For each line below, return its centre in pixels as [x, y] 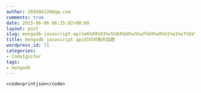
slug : [13, 34]
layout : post [22, 28]
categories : [21, 51]
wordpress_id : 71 [28, 46]
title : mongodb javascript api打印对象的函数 [61, 40]
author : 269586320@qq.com [38, 12]
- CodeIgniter [24, 56]
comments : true [25, 17]
